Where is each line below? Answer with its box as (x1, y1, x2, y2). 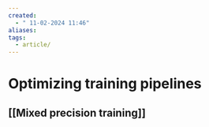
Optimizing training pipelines (8, 75, 203, 93)
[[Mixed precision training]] (8, 106, 146, 119)
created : (8, 11, 37, 20)
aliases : (8, 26, 37, 34)
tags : (8, 33, 26, 42)
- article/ (15, 41, 51, 49)
